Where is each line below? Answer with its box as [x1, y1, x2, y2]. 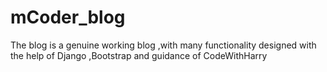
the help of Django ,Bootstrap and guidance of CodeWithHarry [10, 49, 268, 61]
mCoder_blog [10, 6, 126, 29]
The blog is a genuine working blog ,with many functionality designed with [10, 39, 317, 51]
